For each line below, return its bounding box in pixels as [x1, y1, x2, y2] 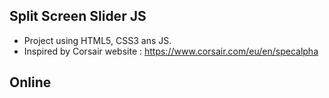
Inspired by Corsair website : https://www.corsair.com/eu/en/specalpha [23, 45, 319, 57]
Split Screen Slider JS [9, 8, 147, 25]
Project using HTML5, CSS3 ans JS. [23, 34, 172, 46]
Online [9, 74, 52, 91]
